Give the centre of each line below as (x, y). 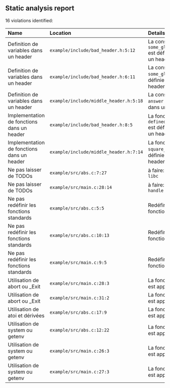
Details (157, 33)
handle (156, 190)
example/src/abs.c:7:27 (78, 173)
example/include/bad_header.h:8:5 (91, 125)
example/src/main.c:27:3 (80, 372)
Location (61, 33)
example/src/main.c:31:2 (80, 298)
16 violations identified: (29, 20)
